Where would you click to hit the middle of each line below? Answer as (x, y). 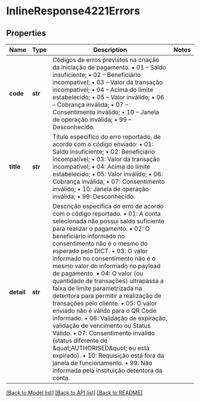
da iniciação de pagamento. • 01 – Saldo (110, 67)
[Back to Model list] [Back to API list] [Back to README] (74, 393)
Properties (26, 33)
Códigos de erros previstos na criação (106, 60)
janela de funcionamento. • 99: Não (102, 363)
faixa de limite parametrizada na (97, 288)
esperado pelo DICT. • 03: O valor (100, 251)
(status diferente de (80, 340)
